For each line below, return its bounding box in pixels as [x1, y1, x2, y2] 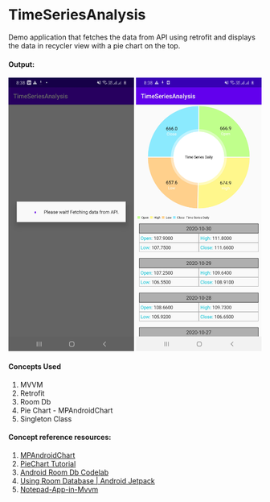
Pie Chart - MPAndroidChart [19, 405, 113, 415]
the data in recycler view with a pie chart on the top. [8, 40, 181, 50]
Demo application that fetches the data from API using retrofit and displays [8, 32, 256, 42]
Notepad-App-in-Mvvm [19, 484, 99, 494]
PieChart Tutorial [19, 458, 76, 468]
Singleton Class [19, 413, 72, 424]
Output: [8, 59, 35, 69]
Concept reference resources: [8, 433, 112, 442]
